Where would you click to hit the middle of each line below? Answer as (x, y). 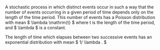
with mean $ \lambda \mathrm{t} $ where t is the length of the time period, (80, 22)
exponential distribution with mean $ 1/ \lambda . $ (56, 42)
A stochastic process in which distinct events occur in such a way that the (80, 7)
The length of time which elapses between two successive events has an (79, 37)
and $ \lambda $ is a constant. (36, 28)
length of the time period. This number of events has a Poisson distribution (80, 17)
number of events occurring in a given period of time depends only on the (79, 12)
